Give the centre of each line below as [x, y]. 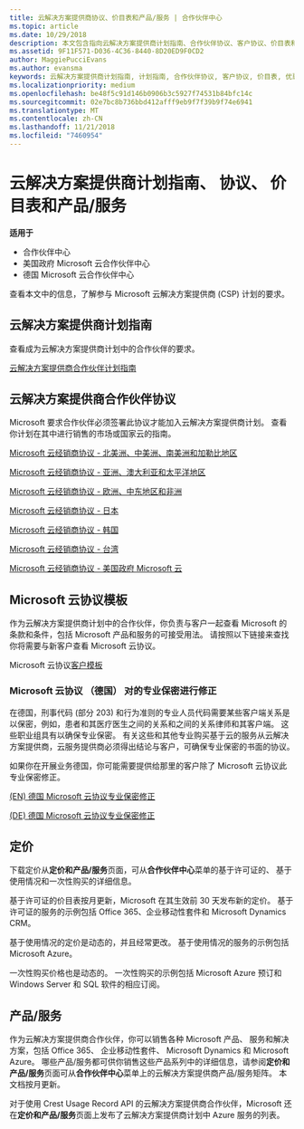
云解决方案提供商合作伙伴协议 [93, 399]
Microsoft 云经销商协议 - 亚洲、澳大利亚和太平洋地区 [108, 473]
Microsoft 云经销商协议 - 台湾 [64, 550]
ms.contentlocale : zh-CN [56, 119]
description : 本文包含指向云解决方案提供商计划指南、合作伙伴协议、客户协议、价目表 [150, 43]
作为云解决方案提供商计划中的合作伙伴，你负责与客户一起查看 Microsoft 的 [148, 623]
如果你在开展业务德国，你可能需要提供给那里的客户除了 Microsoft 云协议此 [148, 765]
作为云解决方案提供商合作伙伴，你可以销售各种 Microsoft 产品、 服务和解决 [149, 1039]
